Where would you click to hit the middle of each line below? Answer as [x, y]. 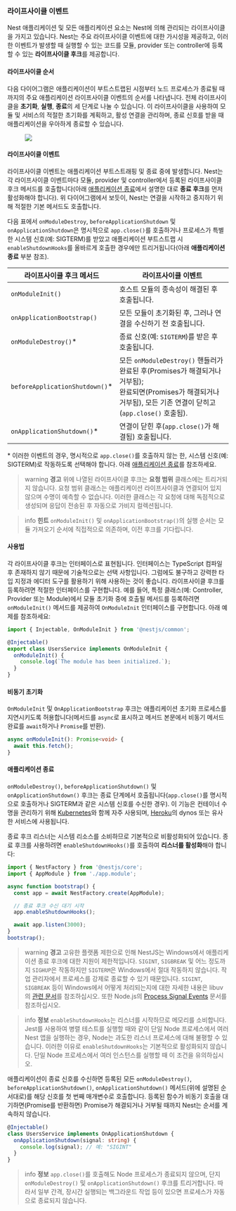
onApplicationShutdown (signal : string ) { [75, 1140]
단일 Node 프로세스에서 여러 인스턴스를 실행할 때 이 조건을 [114, 1055]
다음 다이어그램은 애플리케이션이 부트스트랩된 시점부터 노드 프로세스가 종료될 [112, 89]
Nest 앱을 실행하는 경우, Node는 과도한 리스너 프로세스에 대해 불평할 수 [122, 1037]
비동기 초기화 [25, 692]
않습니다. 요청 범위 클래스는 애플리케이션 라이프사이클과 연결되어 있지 [127, 488]
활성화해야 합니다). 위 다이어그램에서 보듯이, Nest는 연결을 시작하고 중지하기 [112, 197]
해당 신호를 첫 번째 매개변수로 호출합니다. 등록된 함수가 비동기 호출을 [127, 1096]
